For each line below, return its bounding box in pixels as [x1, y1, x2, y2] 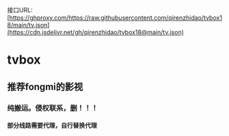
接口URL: [7, 6, 33, 14]
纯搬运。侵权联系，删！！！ [7, 103, 98, 113]
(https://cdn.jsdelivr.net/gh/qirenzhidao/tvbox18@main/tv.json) [7, 28, 185, 36]
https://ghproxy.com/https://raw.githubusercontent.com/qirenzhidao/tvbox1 [9, 14, 222, 22]
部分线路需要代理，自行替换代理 [7, 122, 97, 130]
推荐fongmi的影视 [7, 81, 83, 92]
